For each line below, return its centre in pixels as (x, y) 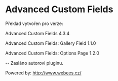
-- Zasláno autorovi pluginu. (34, 63)
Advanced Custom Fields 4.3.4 (37, 33)
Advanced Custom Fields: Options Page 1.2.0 (52, 53)
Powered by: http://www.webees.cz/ (43, 73)
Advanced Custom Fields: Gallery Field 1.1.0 (51, 43)
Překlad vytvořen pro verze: (34, 23)
